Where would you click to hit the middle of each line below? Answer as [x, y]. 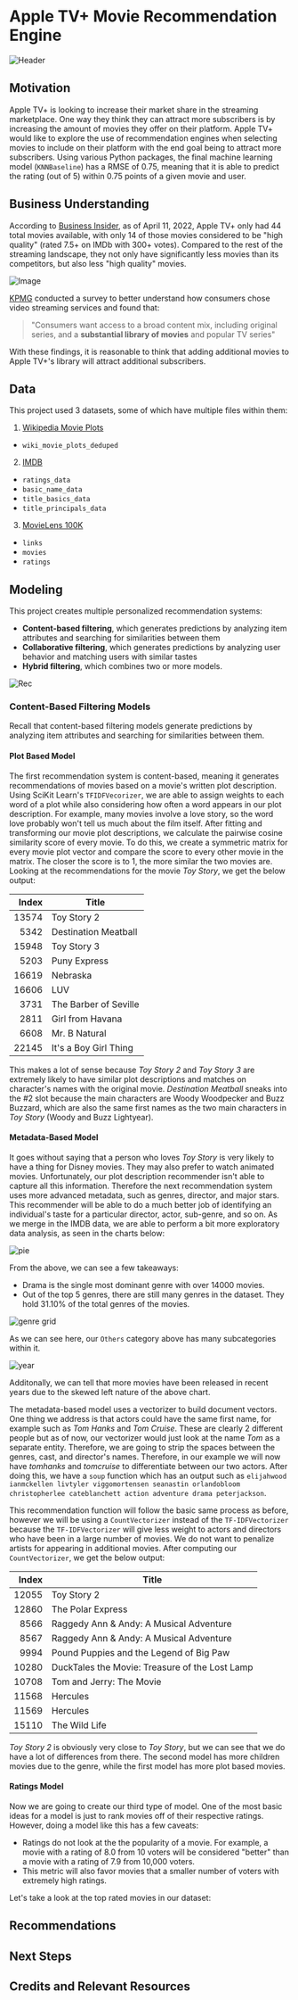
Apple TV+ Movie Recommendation [143, 17]
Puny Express [80, 961]
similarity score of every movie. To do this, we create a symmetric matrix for [149, 842]
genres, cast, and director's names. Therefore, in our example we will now [145, 1457]
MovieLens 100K [52, 525]
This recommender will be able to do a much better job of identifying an [141, 1204]
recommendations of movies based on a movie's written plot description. [143, 785]
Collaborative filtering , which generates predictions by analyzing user [151, 648]
